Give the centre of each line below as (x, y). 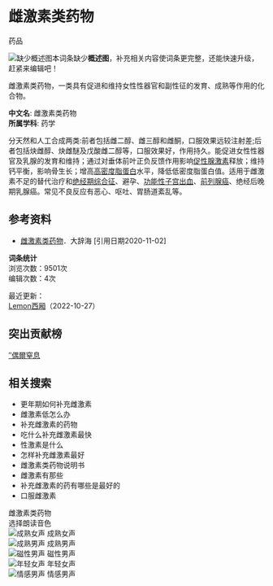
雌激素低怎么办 (45, 414)
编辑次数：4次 (32, 278)
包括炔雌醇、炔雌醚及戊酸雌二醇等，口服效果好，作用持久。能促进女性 (132, 151)
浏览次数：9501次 (38, 268)
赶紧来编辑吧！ (33, 68)
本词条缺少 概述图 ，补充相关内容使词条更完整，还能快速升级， (155, 58)
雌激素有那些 (41, 475)
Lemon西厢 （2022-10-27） (54, 305)
